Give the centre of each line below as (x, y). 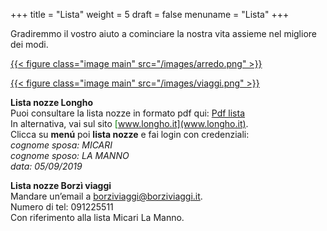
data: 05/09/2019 (46, 166)
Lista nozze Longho (51, 102)
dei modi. (29, 44)
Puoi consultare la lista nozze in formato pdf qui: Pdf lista (128, 113)
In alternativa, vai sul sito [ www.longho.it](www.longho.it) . (129, 123)
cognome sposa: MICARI (61, 145)
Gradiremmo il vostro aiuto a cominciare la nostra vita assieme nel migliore (163, 33)
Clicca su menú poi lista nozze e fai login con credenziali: (130, 134)
